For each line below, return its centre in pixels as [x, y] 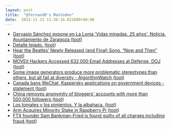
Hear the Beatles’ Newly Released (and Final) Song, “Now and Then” [85, 50]
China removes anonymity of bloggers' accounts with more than [80, 94]
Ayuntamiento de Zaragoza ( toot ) [47, 39]
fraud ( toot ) [25, 121]
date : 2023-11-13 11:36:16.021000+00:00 [50, 19]
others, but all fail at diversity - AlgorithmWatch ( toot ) [69, 78]
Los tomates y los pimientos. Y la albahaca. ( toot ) [65, 105]
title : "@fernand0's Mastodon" [40, 15]
